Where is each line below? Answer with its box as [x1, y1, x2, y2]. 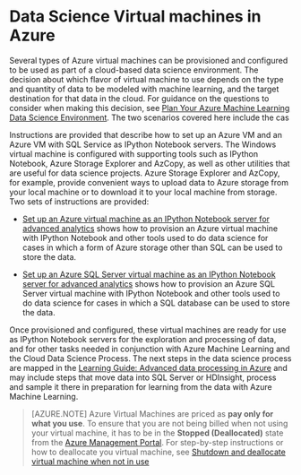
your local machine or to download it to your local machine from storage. [9, 186, 278, 197]
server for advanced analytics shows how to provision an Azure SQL [21, 278, 276, 289]
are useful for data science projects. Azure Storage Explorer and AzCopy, [9, 168, 280, 178]
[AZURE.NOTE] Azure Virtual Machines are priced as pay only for [30, 408, 274, 419]
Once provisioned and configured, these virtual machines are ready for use [9, 324, 287, 335]
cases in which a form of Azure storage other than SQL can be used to [21, 242, 283, 253]
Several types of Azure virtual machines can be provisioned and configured [9, 55, 288, 65]
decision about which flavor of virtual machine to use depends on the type [9, 73, 284, 84]
